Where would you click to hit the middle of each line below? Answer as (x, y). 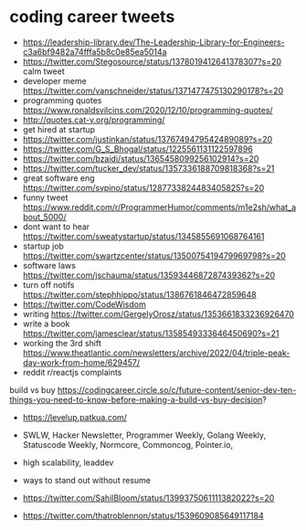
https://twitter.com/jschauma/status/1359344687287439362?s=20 (149, 275)
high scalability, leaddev (68, 462)
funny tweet (45, 197)
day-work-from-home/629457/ (81, 362)
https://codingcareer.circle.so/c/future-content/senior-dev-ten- (177, 389)
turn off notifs (48, 284)
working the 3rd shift (62, 343)
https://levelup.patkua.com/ (75, 417)
